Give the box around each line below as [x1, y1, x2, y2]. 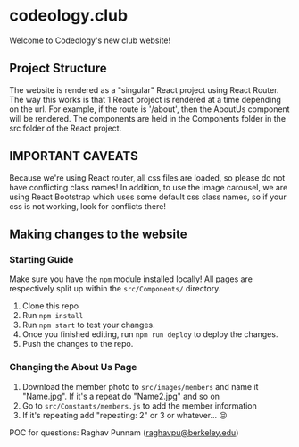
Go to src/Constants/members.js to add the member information [21, 400, 257, 411]
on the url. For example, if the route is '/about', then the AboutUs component [9, 104, 290, 114]
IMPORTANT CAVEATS [9, 148, 138, 164]
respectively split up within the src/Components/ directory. [9, 283, 221, 294]
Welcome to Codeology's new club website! [9, 35, 171, 46]
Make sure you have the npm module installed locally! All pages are [9, 274, 253, 284]
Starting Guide [9, 253, 74, 266]
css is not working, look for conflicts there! [9, 200, 167, 211]
